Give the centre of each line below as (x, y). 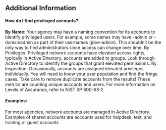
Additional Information (41, 8)
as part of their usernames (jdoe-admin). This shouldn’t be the (98, 42)
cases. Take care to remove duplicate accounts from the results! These (78, 79)
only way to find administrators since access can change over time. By (77, 47)
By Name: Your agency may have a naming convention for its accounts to (80, 32)
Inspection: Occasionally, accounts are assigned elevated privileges (74, 68)
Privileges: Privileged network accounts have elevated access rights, (76, 53)
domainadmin (19, 42)
